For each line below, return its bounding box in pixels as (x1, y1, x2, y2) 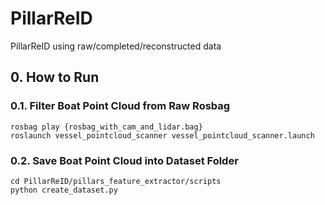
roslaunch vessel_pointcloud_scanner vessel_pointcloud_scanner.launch (10, 130, 315, 141)
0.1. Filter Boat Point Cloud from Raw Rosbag (10, 99, 231, 113)
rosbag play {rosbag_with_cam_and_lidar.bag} (10, 122, 203, 132)
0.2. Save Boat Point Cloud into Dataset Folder (10, 153, 239, 167)
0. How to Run (10, 69, 100, 86)
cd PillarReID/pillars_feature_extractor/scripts (10, 176, 222, 186)
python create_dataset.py (10, 185, 118, 195)
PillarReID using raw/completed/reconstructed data (10, 40, 222, 52)
